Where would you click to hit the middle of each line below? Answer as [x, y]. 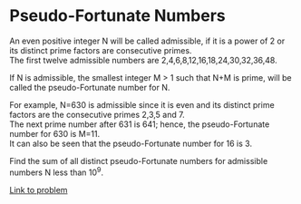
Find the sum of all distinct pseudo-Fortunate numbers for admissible [139, 160]
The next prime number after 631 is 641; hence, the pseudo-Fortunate [140, 124]
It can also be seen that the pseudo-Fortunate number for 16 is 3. [131, 143]
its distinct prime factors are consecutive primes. [101, 50]
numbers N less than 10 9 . [57, 171]
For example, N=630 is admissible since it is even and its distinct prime [142, 104]
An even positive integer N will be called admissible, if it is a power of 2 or [147, 41]
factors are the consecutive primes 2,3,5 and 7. [97, 114]
